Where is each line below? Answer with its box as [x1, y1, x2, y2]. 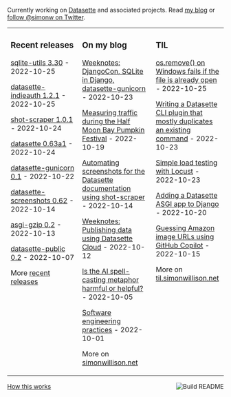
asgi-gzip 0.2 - [10, 220, 62, 230]
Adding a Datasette [155, 190, 218, 200]
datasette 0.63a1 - [10, 139, 74, 148]
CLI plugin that [155, 108, 203, 117]
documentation [82, 183, 131, 193]
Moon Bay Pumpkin [82, 125, 145, 134]
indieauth [10, 90, 41, 100]
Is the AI [82, 266, 109, 276]
